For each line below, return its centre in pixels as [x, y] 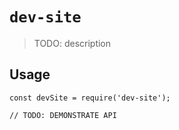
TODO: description [72, 43]
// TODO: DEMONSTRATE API [63, 115]
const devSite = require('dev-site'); [90, 98]
